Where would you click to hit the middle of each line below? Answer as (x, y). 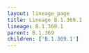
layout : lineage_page (39, 13)
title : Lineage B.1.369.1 (44, 20)
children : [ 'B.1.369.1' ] (43, 39)
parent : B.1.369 (31, 33)
